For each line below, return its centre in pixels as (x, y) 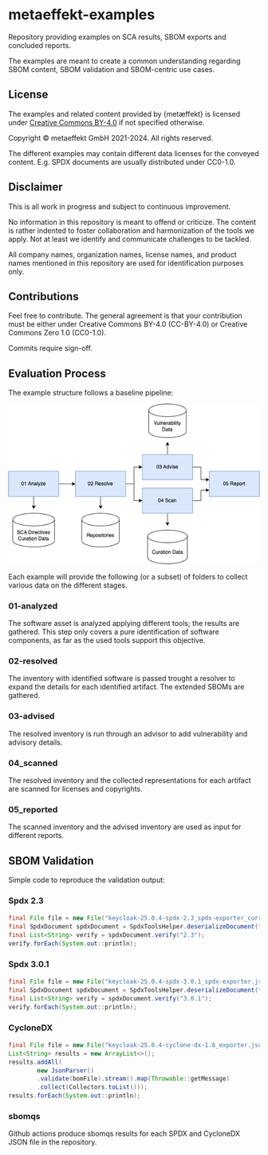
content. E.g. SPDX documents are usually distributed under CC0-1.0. (122, 162)
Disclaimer (35, 187)
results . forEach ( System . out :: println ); (75, 1096)
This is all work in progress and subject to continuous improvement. (120, 207)
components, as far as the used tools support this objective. (107, 640)
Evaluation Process (57, 373)
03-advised (32, 716)
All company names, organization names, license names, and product (122, 255)
